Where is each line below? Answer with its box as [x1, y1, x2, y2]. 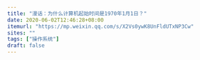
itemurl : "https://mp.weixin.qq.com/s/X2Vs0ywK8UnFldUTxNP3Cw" [7, 23, 194, 30]
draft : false [7, 42, 45, 49]
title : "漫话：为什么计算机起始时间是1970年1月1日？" [7, 10, 147, 17]
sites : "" [7, 29, 36, 37]
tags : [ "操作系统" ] [7, 36, 60, 43]
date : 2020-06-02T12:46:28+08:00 [7, 17, 104, 23]
